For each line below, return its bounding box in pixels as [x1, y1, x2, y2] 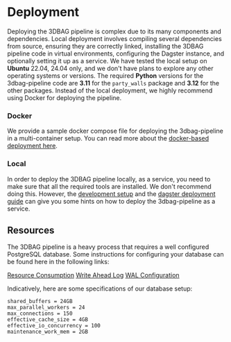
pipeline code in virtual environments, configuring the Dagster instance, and [7, 49, 225, 58]
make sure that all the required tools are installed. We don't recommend [7, 182, 212, 190]
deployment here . [7, 142, 58, 150]
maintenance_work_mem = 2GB [7, 328, 89, 336]
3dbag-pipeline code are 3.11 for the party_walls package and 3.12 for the [7, 79, 220, 87]
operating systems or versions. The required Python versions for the [7, 71, 203, 80]
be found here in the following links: [7, 258, 110, 266]
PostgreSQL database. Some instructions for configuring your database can [7, 250, 224, 259]
